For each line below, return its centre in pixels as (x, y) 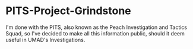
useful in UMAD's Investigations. (45, 40)
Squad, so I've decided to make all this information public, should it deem (95, 33)
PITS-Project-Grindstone (68, 11)
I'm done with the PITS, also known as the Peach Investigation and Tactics (96, 27)
